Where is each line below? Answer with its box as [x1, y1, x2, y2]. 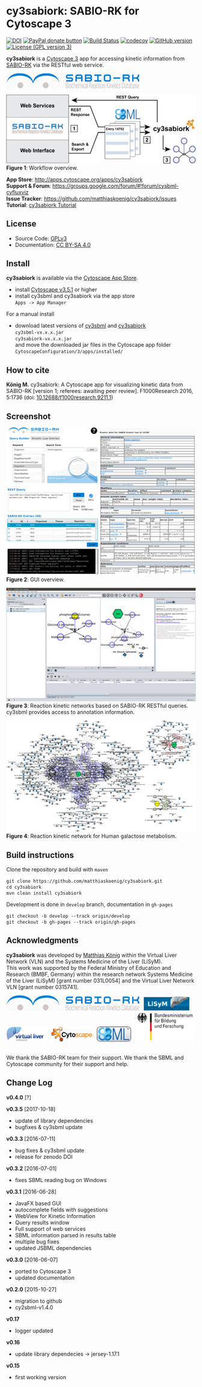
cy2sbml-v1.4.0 [14, 1303, 54, 1311]
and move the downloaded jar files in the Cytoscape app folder [14, 341, 171, 349]
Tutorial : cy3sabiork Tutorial [6, 201, 77, 209]
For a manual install [6, 311, 55, 318]
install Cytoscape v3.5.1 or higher [14, 286, 97, 293]
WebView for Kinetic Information [14, 1212, 96, 1219]
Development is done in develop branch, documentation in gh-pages [6, 901, 173, 908]
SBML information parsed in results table [14, 1231, 116, 1239]
